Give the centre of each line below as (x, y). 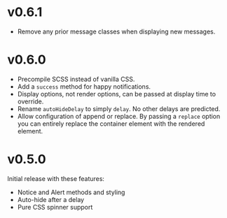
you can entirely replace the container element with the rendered (111, 124)
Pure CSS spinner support (55, 207)
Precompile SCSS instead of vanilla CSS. (76, 79)
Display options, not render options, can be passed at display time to (116, 94)
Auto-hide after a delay (51, 199)
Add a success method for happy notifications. (84, 86)
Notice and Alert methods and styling (71, 192)
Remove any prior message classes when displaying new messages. (116, 31)
